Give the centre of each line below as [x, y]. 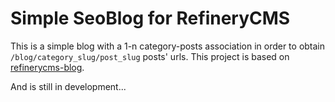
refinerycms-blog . [47, 67]
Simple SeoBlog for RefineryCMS [150, 18]
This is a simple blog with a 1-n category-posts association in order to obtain [168, 46]
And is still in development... [68, 86]
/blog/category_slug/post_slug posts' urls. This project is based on [150, 56]
